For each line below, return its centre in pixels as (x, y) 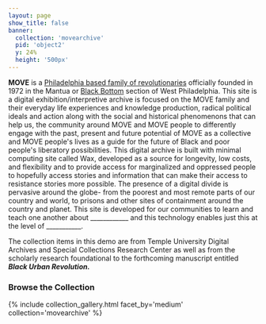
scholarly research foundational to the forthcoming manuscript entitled (123, 258)
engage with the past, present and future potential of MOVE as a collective (130, 133)
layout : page (30, 15)
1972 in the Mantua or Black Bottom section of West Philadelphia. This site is (133, 91)
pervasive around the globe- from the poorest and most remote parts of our (132, 192)
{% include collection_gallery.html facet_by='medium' (96, 305)
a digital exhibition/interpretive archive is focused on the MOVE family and (129, 99)
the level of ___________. (46, 226)
